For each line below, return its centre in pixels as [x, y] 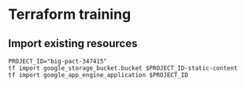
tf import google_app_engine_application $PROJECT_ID [98, 75]
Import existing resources [73, 43]
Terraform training [70, 14]
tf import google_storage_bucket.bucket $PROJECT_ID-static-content [123, 68]
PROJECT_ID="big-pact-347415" [58, 61]
